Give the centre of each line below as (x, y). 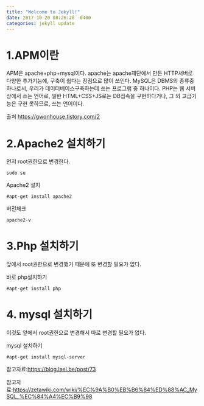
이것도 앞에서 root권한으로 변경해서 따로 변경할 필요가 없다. (76, 333)
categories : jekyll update (40, 23)
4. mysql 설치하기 (49, 315)
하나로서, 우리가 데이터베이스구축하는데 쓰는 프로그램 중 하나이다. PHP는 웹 (95, 88)
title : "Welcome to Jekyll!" (43, 12)
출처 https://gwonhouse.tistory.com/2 (53, 117)
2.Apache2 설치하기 (56, 143)
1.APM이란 (33, 55)
